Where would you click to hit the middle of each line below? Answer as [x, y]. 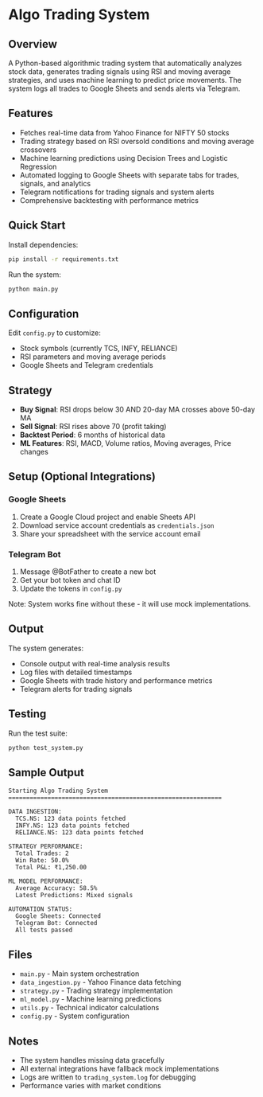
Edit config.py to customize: [54, 333]
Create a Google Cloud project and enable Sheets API [108, 517]
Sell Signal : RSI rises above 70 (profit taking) [93, 426]
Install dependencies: [43, 244]
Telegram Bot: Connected [56, 923]
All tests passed [44, 930]
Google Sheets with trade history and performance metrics [116, 680]
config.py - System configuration [74, 1016]
